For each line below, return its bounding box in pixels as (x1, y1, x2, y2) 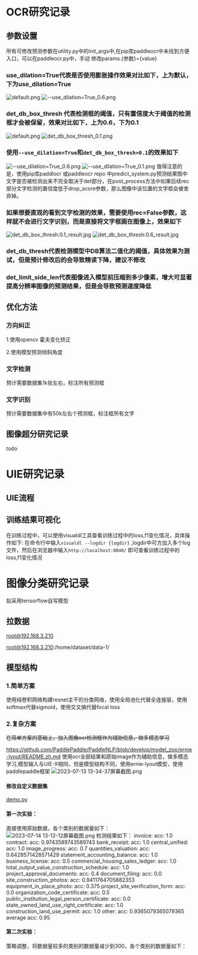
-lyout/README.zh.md (6, 753, 61, 760)
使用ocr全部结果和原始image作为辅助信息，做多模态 (61, 753, 189, 760)
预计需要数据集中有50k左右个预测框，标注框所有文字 (6, 410, 135, 417)
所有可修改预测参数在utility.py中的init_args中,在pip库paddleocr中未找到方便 (6, 48, 190, 54)
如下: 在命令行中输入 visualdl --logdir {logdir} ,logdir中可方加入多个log (11, 539, 191, 546)
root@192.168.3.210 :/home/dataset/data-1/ (6, 644, 109, 651)
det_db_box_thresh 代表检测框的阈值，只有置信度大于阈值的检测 (6, 110, 191, 118)
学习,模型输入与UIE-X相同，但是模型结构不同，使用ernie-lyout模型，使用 (6, 761, 183, 768)
